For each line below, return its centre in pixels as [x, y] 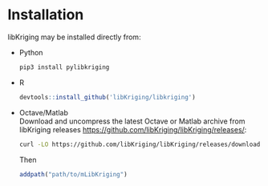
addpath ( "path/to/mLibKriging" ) [73, 174]
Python [31, 52]
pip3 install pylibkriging [64, 67]
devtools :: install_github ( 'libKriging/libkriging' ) [107, 97]
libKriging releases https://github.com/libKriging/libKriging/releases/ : [133, 129]
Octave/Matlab [44, 112]
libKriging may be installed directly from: [74, 37]
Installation [46, 15]
